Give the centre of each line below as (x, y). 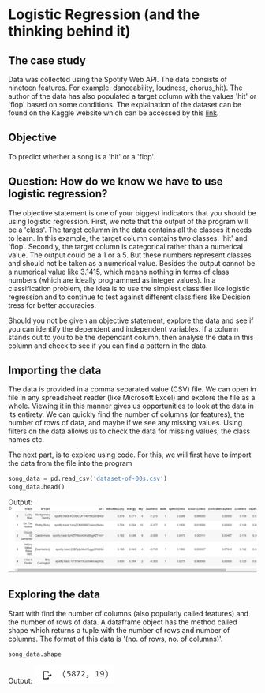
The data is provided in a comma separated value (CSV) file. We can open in (132, 389)
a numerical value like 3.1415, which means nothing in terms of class (119, 272)
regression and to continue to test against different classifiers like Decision (129, 297)
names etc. (26, 440)
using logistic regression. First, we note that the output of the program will (128, 221)
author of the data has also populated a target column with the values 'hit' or (132, 96)
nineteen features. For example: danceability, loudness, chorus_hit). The (125, 88)
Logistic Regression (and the (104, 15)
